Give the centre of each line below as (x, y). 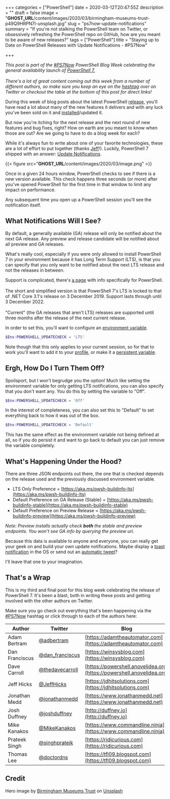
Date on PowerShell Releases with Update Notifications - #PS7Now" (76, 45)
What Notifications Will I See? (53, 221)
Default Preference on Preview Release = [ (57, 511)
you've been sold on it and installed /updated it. (54, 112)
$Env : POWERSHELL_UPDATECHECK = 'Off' (45, 401)
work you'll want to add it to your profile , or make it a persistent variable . (81, 352)
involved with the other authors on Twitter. (49, 601)
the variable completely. (30, 446)
